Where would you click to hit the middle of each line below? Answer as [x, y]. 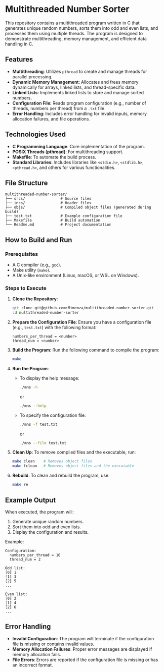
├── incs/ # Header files [48, 203]
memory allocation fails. [37, 654]
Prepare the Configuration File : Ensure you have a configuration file [82, 322]
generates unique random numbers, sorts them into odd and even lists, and [82, 28]
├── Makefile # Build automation [53, 221]
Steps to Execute [26, 288]
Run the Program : [31, 368]
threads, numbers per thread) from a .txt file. [59, 108]
